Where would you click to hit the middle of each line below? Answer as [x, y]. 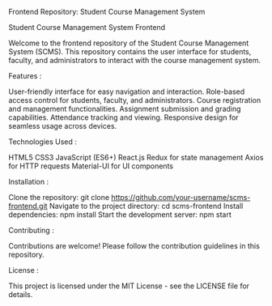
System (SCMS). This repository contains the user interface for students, [130, 51]
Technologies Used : [42, 142]
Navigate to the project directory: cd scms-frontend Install [146, 206]
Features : [25, 76]
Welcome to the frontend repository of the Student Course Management [129, 43]
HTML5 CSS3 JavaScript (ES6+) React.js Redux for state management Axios [136, 157]
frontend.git [28, 206]
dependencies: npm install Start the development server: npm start [120, 215]
